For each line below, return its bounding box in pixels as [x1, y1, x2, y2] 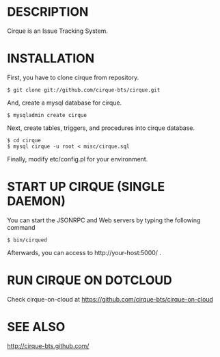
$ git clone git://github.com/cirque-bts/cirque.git [7, 86, 161, 93]
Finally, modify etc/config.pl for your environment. [7, 155, 148, 163]
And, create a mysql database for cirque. [7, 98, 122, 107]
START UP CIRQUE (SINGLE [7, 179, 165, 195]
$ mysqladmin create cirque [7, 111, 87, 118]
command [7, 223, 36, 231]
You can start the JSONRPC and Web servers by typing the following [7, 216, 201, 224]
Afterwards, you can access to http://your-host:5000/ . [7, 248, 162, 256]
